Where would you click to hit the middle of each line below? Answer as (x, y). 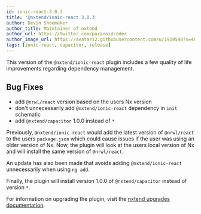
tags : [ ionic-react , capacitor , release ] (59, 45)
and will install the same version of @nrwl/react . (65, 151)
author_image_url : (29, 39)
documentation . (26, 205)
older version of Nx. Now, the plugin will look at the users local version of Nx (100, 145)
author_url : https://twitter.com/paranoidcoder (67, 34)
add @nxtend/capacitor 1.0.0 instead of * (65, 121)
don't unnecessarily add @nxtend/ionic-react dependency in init (96, 108)
